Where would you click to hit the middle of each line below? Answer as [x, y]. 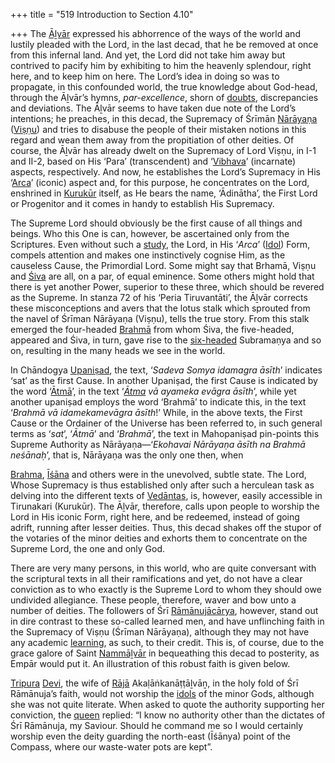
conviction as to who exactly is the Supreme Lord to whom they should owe [166, 589]
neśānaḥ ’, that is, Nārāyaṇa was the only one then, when [127, 455]
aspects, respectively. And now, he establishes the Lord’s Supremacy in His [165, 172]
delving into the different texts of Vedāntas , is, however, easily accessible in [166, 495]
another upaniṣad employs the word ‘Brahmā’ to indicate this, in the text [158, 402]
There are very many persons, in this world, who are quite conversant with [163, 568]
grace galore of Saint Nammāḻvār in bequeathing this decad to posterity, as [165, 653]
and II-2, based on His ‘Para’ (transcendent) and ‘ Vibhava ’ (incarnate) [153, 161]
